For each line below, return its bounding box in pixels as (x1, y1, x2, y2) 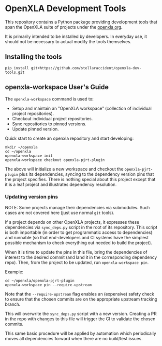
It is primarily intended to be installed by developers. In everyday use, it (5, 33, 147, 39)
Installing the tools (5, 53, 62, 61)
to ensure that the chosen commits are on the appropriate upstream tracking (5, 296, 158, 302)
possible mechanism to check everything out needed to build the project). (5, 240, 152, 246)
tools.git (5, 70, 25, 75)
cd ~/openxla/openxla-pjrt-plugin (5, 278, 75, 283)
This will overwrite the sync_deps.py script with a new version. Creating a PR (5, 311, 157, 316)
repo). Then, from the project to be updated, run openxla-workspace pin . (5, 259, 149, 265)
